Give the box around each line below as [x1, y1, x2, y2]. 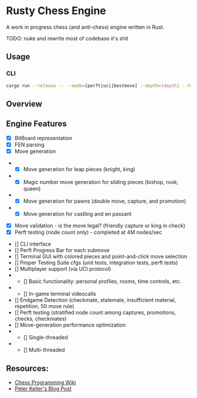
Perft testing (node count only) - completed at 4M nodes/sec [14, 229, 162, 236]
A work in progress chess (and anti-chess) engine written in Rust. [6, 23, 165, 30]
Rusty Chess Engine [6, 4, 107, 18]
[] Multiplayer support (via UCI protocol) [14, 266, 111, 273]
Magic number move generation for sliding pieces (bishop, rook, [23, 178, 179, 185]
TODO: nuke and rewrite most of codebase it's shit [6, 35, 128, 42]
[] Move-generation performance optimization [14, 321, 126, 329]
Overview [6, 98, 43, 109]
